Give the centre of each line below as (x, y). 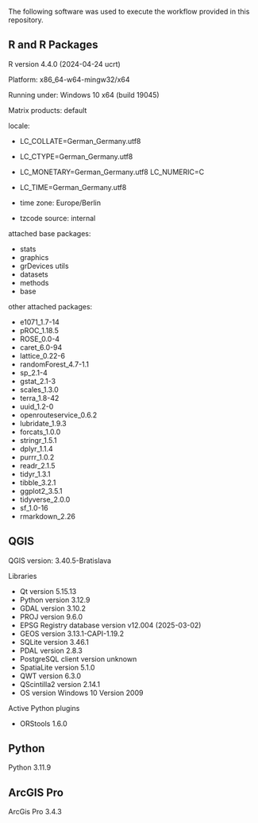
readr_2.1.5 (37, 465)
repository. (26, 20)
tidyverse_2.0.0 (45, 499)
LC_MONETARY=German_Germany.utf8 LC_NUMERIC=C (112, 172)
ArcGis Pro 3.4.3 (35, 812)
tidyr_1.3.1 (35, 474)
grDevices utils (44, 266)
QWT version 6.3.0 (50, 676)
